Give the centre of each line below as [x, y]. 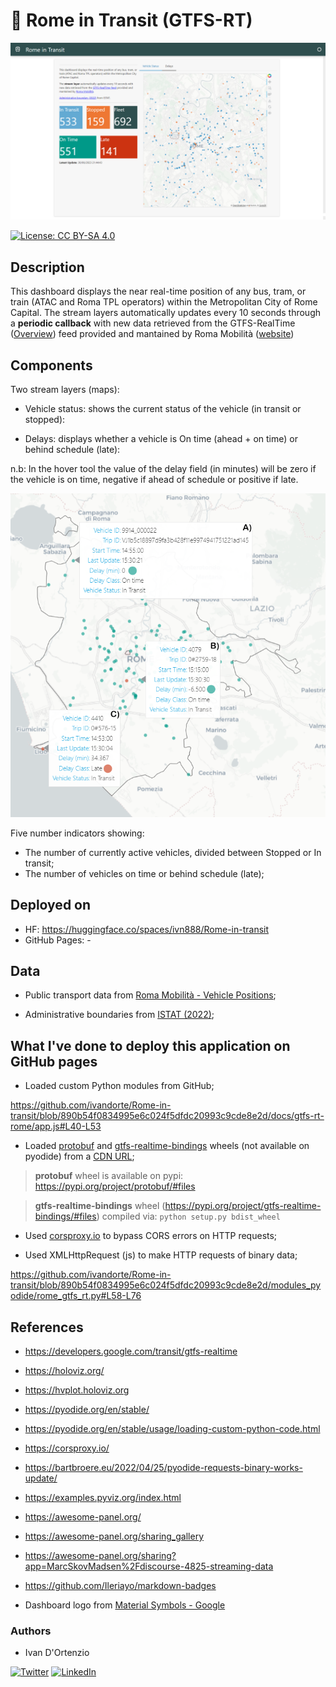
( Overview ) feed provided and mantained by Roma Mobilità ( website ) [152, 334]
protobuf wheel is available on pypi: [109, 1176]
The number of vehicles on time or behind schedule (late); [144, 873]
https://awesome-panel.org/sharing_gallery [114, 1536]
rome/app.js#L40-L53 [56, 1126]
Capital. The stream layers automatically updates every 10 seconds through [166, 313]
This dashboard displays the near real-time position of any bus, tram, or [158, 291]
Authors [31, 1631]
